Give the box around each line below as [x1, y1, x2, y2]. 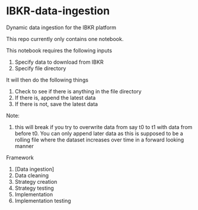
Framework [6, 153, 34, 161]
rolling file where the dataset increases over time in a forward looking [14, 136, 184, 143]
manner [14, 142, 34, 149]
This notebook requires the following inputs [6, 46, 113, 54]
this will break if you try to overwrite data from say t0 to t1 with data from [14, 123, 193, 130]
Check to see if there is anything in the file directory [14, 87, 142, 95]
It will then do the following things [6, 76, 89, 83]
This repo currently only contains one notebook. [6, 35, 124, 42]
